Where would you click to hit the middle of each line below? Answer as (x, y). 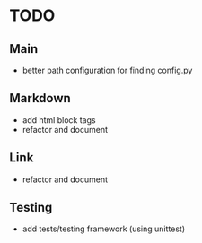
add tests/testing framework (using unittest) (104, 229)
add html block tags (59, 120)
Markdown (40, 98)
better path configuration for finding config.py (107, 70)
